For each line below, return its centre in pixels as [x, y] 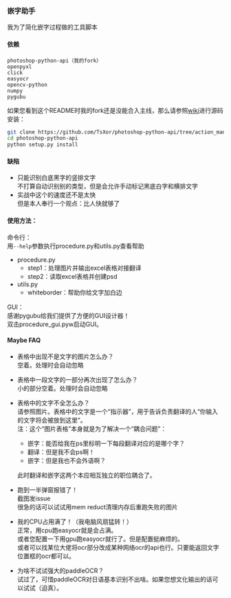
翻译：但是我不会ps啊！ [61, 451]
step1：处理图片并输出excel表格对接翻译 [85, 268]
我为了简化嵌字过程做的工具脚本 [52, 27]
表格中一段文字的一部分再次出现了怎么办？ [77, 379]
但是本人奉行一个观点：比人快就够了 [68, 204]
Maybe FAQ [24, 340]
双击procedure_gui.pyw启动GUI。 [55, 324]
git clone [21, 132]
